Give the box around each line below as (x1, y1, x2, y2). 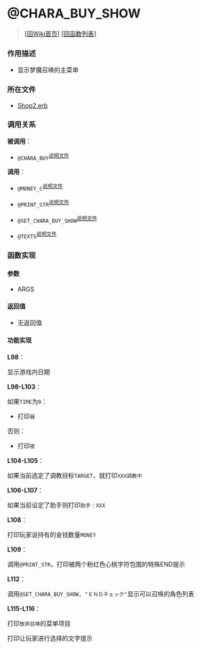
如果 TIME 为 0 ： (7, 397, 47, 405)
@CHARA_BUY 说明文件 (17, 152, 70, 162)
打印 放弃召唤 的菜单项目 (7, 619, 71, 627)
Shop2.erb (17, 101, 48, 109)
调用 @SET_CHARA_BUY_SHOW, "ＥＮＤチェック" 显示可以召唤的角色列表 (7, 589, 195, 597)
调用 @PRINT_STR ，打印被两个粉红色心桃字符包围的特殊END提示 (7, 560, 186, 568)
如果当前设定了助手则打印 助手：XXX (7, 501, 106, 509)
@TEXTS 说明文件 (17, 230, 57, 240)
